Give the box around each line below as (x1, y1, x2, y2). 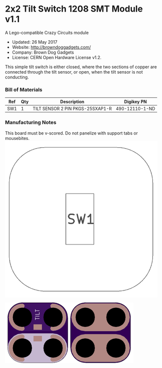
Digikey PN (124, 98, 147, 105)
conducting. (5, 74, 29, 80)
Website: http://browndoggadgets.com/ (12, 44, 91, 50)
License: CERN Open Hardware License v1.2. (12, 54, 102, 60)
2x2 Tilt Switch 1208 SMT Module (5, 3, 143, 15)
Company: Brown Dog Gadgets (12, 49, 74, 55)
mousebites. (5, 135, 30, 141)
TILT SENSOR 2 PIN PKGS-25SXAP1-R (32, 106, 112, 111)
